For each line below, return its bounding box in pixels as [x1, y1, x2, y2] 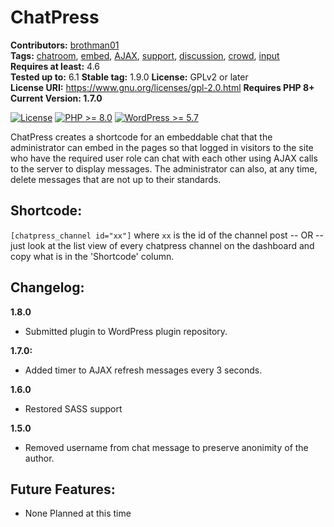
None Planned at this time [24, 507, 132, 520]
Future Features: [10, 481, 116, 498]
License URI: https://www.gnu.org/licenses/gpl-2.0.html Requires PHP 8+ [10, 81, 315, 93]
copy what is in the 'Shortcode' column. [10, 250, 175, 262]
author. [24, 452, 55, 464]
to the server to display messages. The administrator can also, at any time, [10, 162, 318, 175]
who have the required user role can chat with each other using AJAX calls [10, 152, 318, 164]
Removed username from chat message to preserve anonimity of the [24, 441, 309, 453]
